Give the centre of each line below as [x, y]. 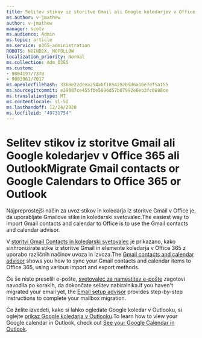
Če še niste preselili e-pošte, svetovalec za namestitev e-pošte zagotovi [96, 279]
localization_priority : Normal [46, 57]
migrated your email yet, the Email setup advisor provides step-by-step [94, 292]
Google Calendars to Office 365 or [94, 181]
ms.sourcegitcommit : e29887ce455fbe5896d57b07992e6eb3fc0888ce [87, 91]
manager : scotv [25, 29]
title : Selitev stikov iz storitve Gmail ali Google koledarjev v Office [101, 12]
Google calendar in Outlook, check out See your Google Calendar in [90, 323]
